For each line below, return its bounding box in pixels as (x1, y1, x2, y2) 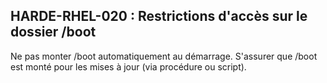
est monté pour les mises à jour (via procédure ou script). (10, 60, 247, 73)
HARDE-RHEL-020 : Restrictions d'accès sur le (10, 8, 308, 25)
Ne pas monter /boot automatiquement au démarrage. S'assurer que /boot (10, 50, 318, 62)
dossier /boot (10, 24, 97, 41)
